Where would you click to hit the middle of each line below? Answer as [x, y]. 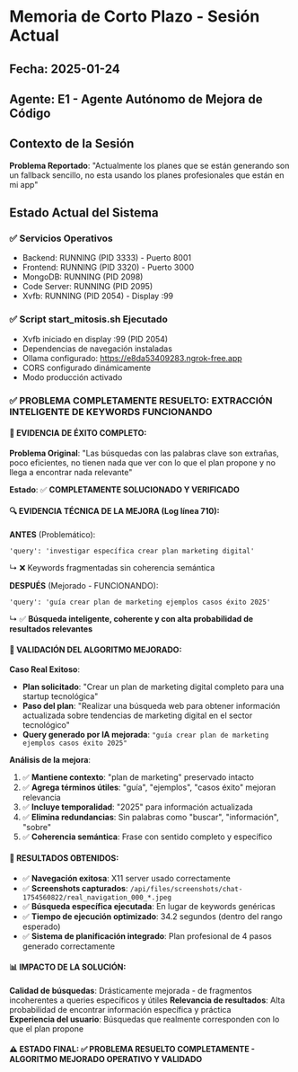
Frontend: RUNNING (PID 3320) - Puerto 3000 [108, 268]
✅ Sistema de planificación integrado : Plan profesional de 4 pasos [147, 935]
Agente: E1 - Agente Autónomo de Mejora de [136, 99]
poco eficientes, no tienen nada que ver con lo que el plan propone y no [143, 462]
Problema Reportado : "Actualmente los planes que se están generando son [149, 165]
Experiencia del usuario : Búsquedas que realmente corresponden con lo [145, 1019]
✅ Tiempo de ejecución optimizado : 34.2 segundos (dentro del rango [152, 916]
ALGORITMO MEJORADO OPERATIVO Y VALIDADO [106, 1059]
